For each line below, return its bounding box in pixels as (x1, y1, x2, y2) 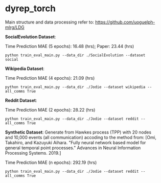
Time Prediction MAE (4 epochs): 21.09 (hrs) (5, 75, 95, 81)
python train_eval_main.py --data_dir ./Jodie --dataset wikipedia (5, 84, 146, 90)
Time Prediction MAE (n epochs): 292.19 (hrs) (5, 160, 97, 165)
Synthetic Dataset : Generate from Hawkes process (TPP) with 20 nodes (5, 129, 152, 135)
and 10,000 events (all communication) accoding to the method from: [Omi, (5, 134, 157, 140)
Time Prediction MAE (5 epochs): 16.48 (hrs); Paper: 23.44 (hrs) (5, 43, 135, 49)
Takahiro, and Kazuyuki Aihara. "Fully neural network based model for (5, 139, 146, 145)
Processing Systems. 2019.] (5, 150, 61, 156)
